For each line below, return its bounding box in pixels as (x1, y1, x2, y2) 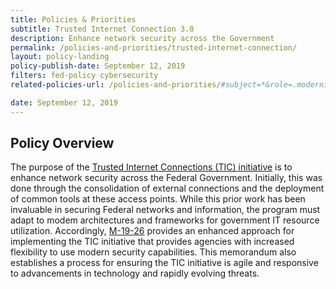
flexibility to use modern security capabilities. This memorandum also (10, 246, 297, 258)
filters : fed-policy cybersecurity (10, 71, 159, 81)
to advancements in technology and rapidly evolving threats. (10, 267, 260, 280)
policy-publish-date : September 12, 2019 (10, 61, 186, 71)
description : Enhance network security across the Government (10, 33, 275, 43)
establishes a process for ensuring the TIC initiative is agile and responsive (10, 257, 319, 269)
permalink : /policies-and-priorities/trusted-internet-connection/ (10, 42, 298, 53)
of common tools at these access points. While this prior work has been (10, 193, 306, 205)
